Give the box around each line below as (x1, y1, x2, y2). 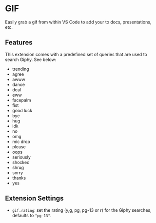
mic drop (12, 139, 30, 144)
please (12, 143, 26, 149)
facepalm (12, 97, 32, 103)
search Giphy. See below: (5, 57, 57, 62)
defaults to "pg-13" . (12, 212, 52, 218)
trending (12, 66, 29, 72)
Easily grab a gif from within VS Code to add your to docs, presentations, (5, 19, 152, 25)
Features (5, 39, 33, 47)
